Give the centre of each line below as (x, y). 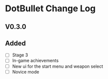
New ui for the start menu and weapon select (58, 66)
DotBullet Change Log (50, 9)
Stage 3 (20, 55)
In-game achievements (35, 61)
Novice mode (26, 72)
